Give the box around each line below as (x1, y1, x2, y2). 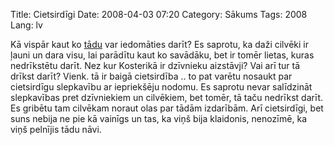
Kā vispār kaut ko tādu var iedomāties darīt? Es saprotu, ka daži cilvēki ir (10, 39, 310, 50)
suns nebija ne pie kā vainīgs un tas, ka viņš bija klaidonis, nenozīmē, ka (10, 113, 307, 124)
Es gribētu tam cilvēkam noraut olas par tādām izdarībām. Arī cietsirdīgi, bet (10, 102, 324, 114)
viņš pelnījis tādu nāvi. (10, 124, 102, 135)
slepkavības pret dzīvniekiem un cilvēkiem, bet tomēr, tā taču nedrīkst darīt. (10, 92, 324, 103)
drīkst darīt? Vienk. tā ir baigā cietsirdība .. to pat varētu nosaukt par (10, 70, 293, 82)
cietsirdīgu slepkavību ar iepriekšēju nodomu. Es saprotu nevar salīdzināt (10, 81, 313, 93)
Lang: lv (10, 19, 43, 31)
